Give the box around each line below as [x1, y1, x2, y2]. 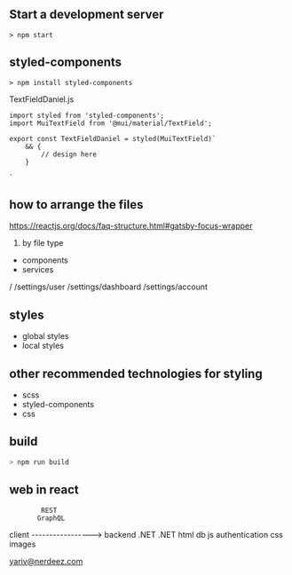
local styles [21, 341, 65, 351]
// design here [41, 150, 98, 159]
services [21, 264, 54, 275]
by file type [21, 238, 64, 248]
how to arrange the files [9, 197, 144, 212]
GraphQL [36, 514, 66, 523]
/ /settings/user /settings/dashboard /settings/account [9, 281, 209, 292]
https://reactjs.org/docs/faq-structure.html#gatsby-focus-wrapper [9, 221, 253, 232]
